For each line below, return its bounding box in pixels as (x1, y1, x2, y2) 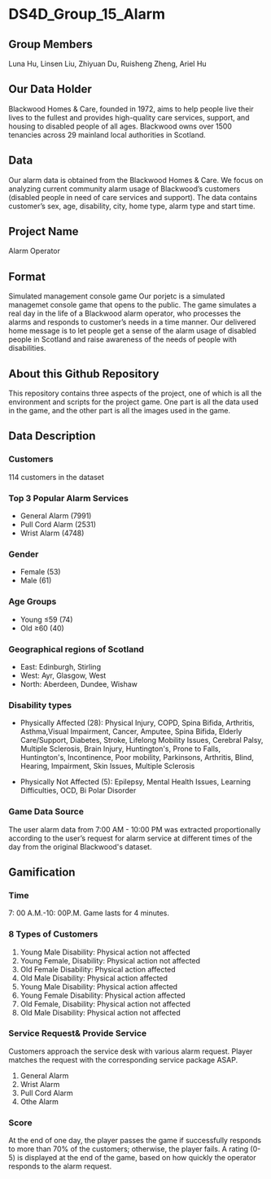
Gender (8, 548, 39, 560)
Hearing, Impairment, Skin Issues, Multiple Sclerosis (20, 762, 195, 771)
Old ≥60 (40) (20, 623, 65, 633)
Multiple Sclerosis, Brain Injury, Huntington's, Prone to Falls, (20, 744, 221, 753)
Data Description (8, 429, 96, 443)
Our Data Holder (8, 82, 92, 96)
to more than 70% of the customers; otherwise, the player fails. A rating (8, 1144, 249, 1154)
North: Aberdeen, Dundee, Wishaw (20, 679, 138, 688)
